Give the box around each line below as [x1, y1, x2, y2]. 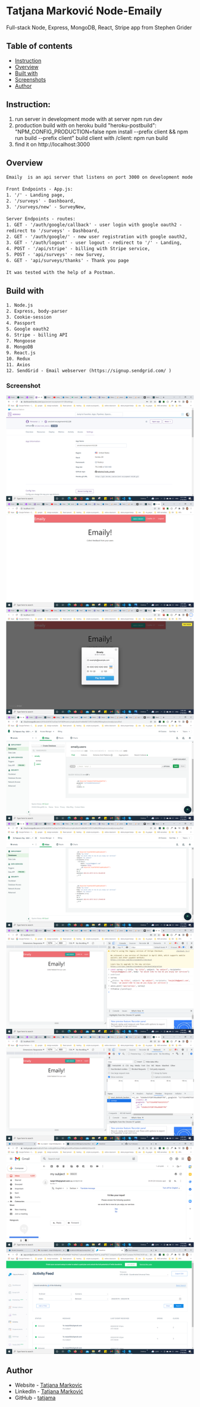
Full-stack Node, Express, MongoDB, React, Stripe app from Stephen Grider [6, 24, 192, 31]
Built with [14, 70, 38, 77]
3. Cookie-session [6, 314, 52, 320]
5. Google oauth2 [6, 326, 49, 332]
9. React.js [6, 350, 36, 356]
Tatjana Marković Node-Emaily [6, 4, 162, 18]
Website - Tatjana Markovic [14, 1381, 82, 1389]
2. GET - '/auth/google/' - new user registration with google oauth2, [6, 234, 187, 240]
